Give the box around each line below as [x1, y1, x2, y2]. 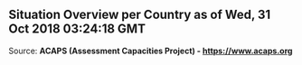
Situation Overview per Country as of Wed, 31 [8, 7, 271, 23]
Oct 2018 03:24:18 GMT [8, 22, 146, 37]
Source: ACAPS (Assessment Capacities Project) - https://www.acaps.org [8, 45, 293, 56]
